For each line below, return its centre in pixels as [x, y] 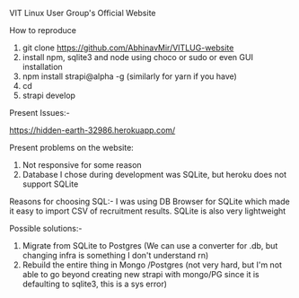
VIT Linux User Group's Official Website [83, 13]
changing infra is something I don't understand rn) [115, 255]
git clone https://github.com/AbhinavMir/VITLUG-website [128, 48]
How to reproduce [43, 30]
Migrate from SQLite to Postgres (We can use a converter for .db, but [150, 245]
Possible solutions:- [46, 228]
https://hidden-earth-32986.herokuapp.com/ [92, 130]
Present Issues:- [40, 113]
